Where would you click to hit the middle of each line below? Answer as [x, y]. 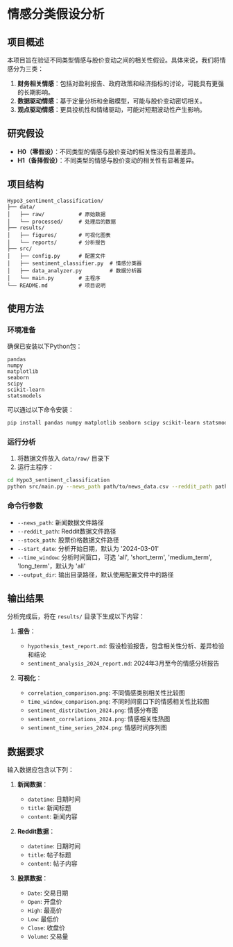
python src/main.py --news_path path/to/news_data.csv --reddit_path [110, 487]
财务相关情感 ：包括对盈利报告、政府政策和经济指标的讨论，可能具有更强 [120, 83]
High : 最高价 [45, 910]
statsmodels [24, 396]
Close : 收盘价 [46, 928]
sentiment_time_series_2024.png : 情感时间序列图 [97, 727]
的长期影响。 [35, 92]
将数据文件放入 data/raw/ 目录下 [63, 459]
